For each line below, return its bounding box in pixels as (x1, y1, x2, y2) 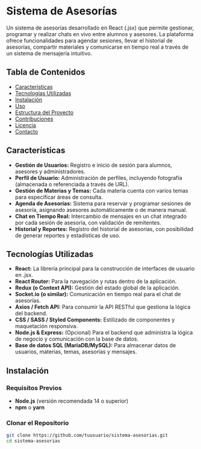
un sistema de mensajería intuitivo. (6, 49, 92, 57)
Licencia (14, 122, 36, 129)
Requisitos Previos (6, 383, 62, 392)
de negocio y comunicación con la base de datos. (14, 335, 139, 342)
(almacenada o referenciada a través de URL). (14, 181, 129, 188)
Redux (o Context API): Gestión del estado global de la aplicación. (14, 284, 181, 291)
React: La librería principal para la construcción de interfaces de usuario (14, 265, 195, 272)
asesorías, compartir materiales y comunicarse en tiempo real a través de (6, 43, 188, 51)
